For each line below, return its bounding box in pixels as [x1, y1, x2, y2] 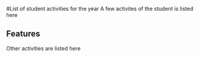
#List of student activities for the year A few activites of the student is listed [6, 5, 194, 12]
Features [6, 29, 40, 39]
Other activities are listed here [6, 44, 81, 52]
